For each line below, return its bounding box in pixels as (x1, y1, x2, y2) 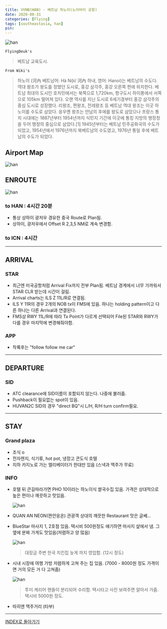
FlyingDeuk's (5, 49, 32, 54)
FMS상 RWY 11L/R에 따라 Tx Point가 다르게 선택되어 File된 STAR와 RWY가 (12, 314, 159, 320)
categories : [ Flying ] (5, 16, 50, 21)
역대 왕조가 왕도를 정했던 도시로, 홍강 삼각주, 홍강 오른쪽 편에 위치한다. (17, 84, 154, 90)
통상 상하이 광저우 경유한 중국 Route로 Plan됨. (12, 215, 102, 221)
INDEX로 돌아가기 (5, 619, 40, 625)
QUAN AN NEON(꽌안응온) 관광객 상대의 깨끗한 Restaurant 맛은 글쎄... (12, 513, 152, 519)
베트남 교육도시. (17, 58, 48, 65)
